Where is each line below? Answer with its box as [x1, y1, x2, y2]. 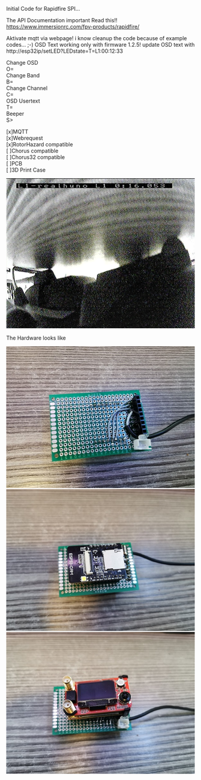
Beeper [6, 110, 25, 117]
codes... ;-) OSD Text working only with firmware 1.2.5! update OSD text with [6, 41, 195, 48]
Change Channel [6, 85, 48, 92]
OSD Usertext [6, 97, 40, 104]
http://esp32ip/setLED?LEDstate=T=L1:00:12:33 [6, 47, 123, 55]
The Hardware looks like [6, 334, 66, 341]
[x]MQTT [6, 128, 29, 135]
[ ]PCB [6, 160, 23, 167]
